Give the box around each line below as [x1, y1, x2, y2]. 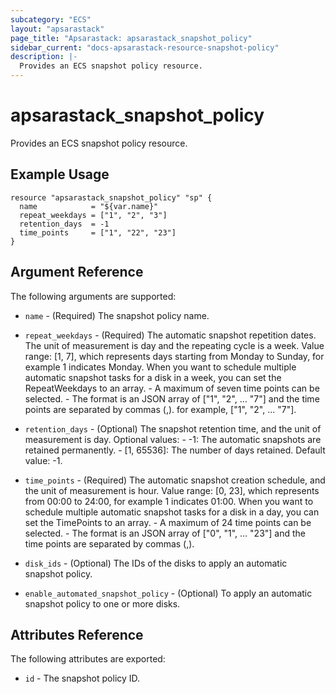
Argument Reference [10, 264, 144, 281]
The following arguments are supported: [10, 290, 177, 302]
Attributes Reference [10, 626, 144, 643]
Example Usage [10, 166, 110, 183]
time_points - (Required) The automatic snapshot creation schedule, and [24, 474, 326, 486]
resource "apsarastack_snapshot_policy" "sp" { [10, 192, 213, 203]
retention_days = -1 [19, 219, 110, 229]
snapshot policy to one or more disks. [24, 597, 181, 610]
